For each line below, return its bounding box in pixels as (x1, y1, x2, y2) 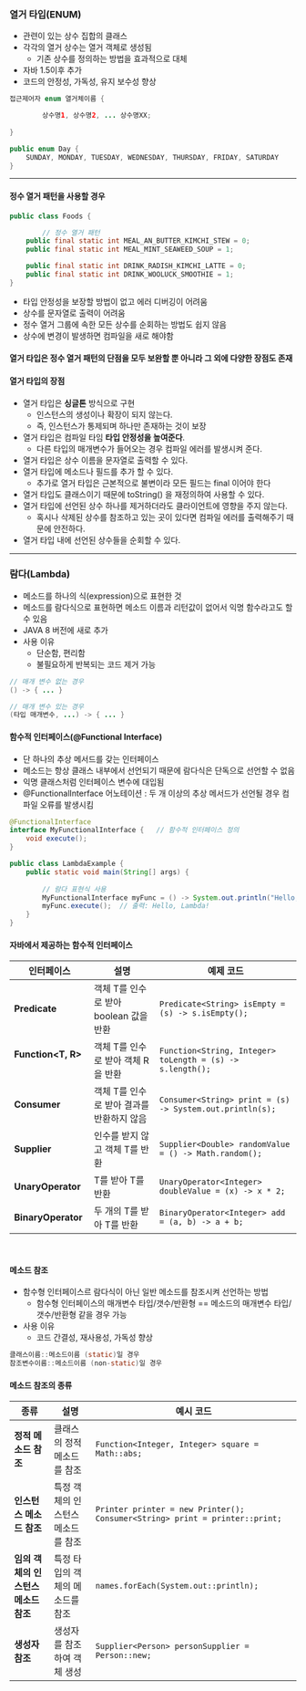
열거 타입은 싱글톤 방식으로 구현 (22, 397, 135, 408)
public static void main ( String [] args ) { (25, 867, 189, 877)
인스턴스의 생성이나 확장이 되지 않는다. (36, 409, 173, 420)
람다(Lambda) (9, 568, 71, 580)
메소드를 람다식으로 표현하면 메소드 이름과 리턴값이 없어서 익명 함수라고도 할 (22, 601, 293, 612)
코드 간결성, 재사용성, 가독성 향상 (36, 1332, 153, 1343)
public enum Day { (9, 144, 79, 153)
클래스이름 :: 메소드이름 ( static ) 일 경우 (9, 1351, 140, 1360)
